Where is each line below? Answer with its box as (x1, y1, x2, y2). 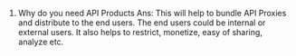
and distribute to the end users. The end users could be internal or (17, 17, 266, 28)
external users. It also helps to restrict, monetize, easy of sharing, (17, 27, 263, 37)
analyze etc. (17, 36, 64, 47)
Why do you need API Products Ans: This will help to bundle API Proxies (17, 8, 287, 18)
